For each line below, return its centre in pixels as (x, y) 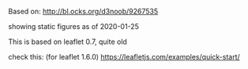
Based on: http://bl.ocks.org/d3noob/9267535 (83, 11)
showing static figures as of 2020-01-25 (74, 26)
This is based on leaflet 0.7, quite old (68, 42)
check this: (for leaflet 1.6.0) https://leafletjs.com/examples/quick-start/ (124, 57)
